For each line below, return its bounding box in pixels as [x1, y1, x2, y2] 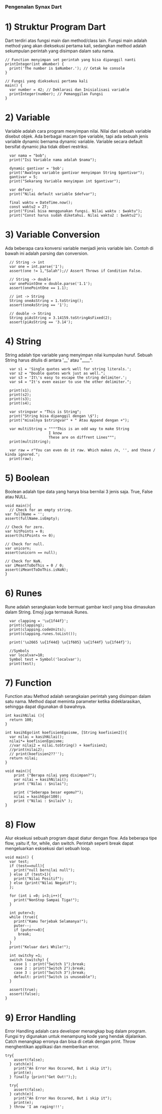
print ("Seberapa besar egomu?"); [14, 790, 84, 795]
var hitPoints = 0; [5, 528, 45, 534]
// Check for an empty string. [9, 507, 73, 512]
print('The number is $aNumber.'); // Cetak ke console [9, 66, 125, 71]
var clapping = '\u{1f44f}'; [9, 618, 69, 623]
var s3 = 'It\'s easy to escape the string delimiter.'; [9, 375, 127, 380]
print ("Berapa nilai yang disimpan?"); [14, 773, 97, 778]
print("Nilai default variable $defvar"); [9, 191, 97, 196]
